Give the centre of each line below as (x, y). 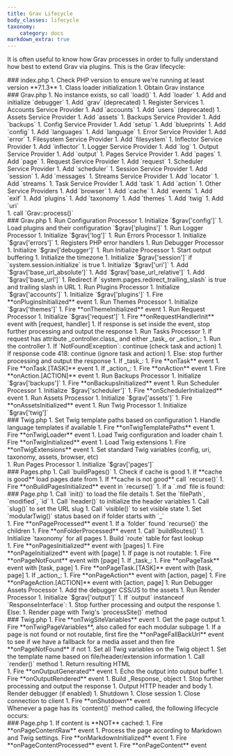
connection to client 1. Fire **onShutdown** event (79, 701)
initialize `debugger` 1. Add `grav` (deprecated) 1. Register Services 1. (106, 102)
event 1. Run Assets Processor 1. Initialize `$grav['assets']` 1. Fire (100, 398)
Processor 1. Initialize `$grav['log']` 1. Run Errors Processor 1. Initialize (107, 235)
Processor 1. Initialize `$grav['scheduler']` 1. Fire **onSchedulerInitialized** (115, 391)
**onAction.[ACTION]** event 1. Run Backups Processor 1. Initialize (104, 376)
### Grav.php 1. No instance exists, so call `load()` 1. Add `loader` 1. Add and (117, 95)
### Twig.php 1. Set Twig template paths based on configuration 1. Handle (114, 420)
